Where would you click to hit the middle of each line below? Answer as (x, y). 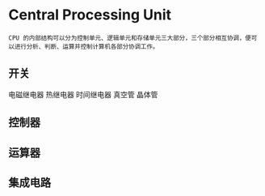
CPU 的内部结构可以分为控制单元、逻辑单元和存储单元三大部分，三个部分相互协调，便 (130, 38)
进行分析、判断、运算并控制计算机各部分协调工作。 (86, 46)
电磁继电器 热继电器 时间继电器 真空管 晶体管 (83, 94)
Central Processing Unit (90, 15)
